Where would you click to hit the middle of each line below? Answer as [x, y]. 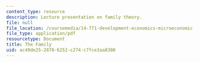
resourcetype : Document [36, 39]
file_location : [25, 28]
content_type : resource [36, 12]
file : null [20, 22]
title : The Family [29, 45]
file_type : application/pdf [41, 34]
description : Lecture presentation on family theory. [74, 17]
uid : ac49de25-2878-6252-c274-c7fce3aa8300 [61, 50]
